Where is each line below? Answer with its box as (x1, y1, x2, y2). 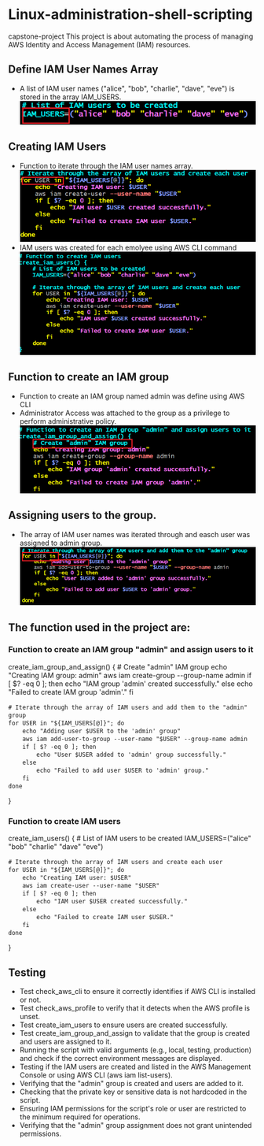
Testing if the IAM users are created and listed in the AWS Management (19, 1062, 251, 1071)
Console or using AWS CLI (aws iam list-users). (19, 1070, 173, 1080)
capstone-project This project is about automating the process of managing (8, 32, 254, 41)
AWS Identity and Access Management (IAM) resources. (8, 39, 191, 49)
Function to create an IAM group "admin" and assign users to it (8, 644, 254, 655)
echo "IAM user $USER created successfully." (36, 898, 189, 906)
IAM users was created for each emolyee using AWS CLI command (19, 243, 237, 252)
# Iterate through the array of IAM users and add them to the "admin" (8, 703, 247, 711)
